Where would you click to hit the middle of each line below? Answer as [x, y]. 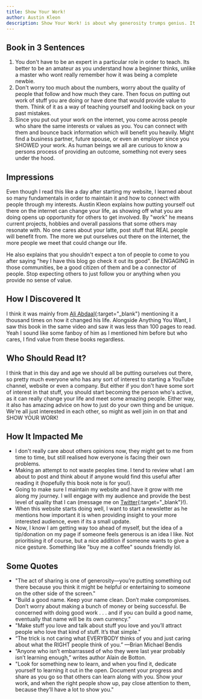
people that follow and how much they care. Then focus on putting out [103, 94]
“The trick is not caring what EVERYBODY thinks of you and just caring [103, 638]
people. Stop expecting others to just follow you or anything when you [93, 274]
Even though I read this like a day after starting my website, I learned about [99, 191]
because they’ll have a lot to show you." [64, 690]
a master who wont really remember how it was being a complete [96, 75]
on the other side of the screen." [55, 593]
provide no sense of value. [39, 280]
